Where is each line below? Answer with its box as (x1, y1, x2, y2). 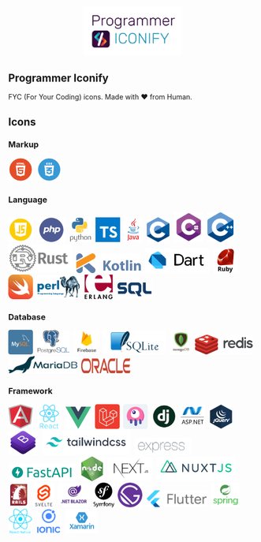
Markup (8, 139, 39, 150)
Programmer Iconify (8, 71, 109, 84)
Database (8, 312, 46, 323)
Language (8, 194, 48, 205)
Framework (8, 386, 53, 397)
